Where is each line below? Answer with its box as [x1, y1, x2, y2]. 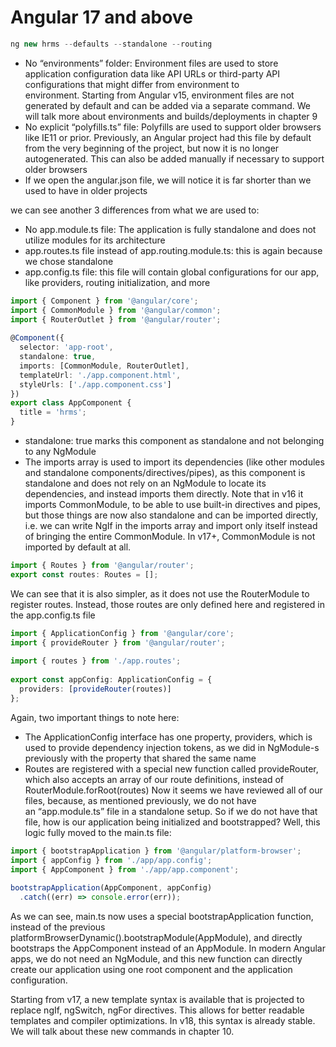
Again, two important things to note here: [10, 711, 180, 723]
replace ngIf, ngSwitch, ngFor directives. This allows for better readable [10, 1004, 305, 1016]
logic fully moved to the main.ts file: [24, 826, 172, 838]
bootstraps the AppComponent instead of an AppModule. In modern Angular [10, 942, 326, 955]
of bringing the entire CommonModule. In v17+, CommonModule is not [24, 531, 316, 543]
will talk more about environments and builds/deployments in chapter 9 [24, 110, 318, 122]
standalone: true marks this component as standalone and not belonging [24, 435, 325, 447]
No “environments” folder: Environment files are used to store [24, 57, 279, 69]
